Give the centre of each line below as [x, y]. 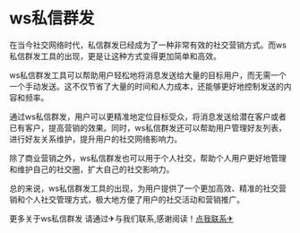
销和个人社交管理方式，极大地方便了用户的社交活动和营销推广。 [127, 199]
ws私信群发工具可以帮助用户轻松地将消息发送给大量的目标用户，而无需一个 [148, 75]
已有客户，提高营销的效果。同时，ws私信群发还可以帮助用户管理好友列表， [148, 127]
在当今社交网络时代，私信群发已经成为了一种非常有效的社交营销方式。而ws [148, 45]
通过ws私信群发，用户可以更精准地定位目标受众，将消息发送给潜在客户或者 [148, 116]
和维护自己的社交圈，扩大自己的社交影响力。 [92, 169]
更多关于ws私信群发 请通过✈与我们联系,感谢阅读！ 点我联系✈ [122, 218]
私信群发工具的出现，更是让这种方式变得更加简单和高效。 [115, 56]
